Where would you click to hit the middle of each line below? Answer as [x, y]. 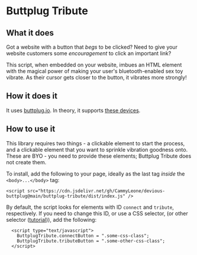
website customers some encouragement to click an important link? [89, 53]
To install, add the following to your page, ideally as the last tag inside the [96, 174]
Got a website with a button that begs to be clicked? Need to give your [92, 47]
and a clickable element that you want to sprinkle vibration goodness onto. [97, 149]
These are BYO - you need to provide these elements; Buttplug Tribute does [99, 156]
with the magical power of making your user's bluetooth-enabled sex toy [95, 71]
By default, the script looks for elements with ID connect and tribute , [90, 207]
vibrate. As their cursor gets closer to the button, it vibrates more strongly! [97, 77]
